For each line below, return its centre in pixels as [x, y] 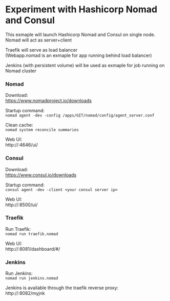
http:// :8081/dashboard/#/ [33, 249]
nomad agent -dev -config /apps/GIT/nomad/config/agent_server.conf [80, 116]
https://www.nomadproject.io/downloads [49, 101]
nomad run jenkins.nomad [32, 278]
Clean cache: [19, 125]
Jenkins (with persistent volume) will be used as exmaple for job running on [85, 65]
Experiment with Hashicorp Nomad [81, 9]
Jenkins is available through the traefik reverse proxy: [62, 288]
